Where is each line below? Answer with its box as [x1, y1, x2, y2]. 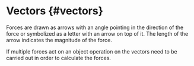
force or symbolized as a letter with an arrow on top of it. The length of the [6, 30, 189, 37]
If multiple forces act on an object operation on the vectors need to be [6, 48, 178, 55]
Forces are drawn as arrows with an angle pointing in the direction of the [6, 24, 184, 31]
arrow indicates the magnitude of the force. [6, 36, 113, 43]
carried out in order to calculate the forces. [6, 54, 112, 61]
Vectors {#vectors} [6, 4, 104, 18]
